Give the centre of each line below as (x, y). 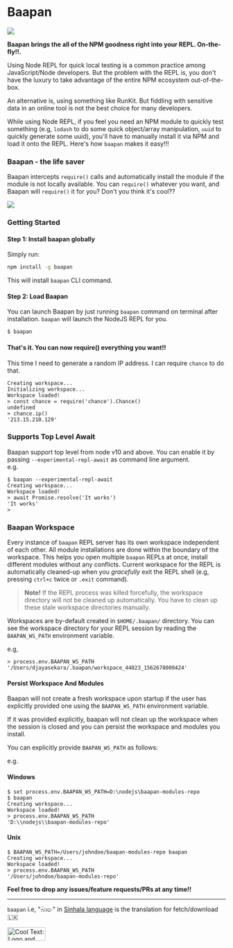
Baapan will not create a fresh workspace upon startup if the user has (107, 699)
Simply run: (24, 255)
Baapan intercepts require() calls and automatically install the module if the (116, 177)
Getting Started (34, 223)
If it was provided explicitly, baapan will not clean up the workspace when (113, 720)
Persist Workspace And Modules (55, 683)
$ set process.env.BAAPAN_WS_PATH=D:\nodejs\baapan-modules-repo (103, 792)
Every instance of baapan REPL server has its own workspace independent (113, 543)
